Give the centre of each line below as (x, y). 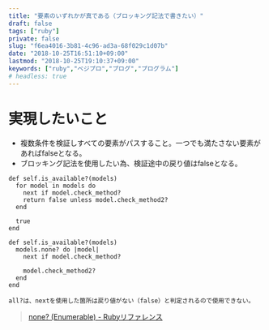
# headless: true (38, 76)
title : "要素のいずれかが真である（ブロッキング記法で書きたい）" (106, 16)
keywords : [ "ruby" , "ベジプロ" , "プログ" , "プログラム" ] (94, 69)
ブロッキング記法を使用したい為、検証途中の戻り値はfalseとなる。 (131, 163)
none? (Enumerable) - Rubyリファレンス (96, 316)
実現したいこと (58, 119)
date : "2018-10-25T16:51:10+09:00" (68, 54)
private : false (34, 39)
